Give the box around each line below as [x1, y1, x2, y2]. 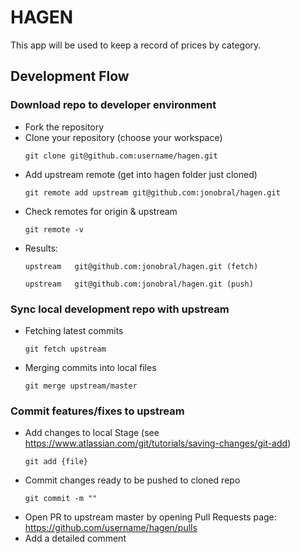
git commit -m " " [24, 494, 98, 504]
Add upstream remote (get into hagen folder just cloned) [24, 168, 258, 180]
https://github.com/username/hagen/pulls [24, 522, 198, 534]
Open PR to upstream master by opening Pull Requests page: [24, 511, 277, 523]
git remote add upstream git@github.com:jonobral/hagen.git [24, 187, 281, 198]
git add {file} [24, 457, 89, 467]
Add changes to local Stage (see [24, 427, 160, 439]
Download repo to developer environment [10, 98, 217, 112]
